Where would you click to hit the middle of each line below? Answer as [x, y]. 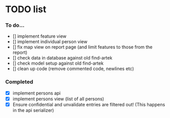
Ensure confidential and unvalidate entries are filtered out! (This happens [89, 104]
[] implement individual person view [50, 42]
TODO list [26, 9]
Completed [19, 82]
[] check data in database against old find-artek [62, 58]
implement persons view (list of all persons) [58, 99]
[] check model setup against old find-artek [58, 63]
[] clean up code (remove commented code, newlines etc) [73, 69]
